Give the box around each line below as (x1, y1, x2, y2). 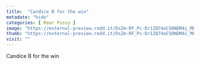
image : (6, 25, 23, 31)
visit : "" (6, 36, 31, 42)
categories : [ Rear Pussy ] (6, 20, 76, 25)
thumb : (6, 31, 23, 37)
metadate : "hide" (6, 14, 49, 20)
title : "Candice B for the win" (6, 8, 89, 15)
